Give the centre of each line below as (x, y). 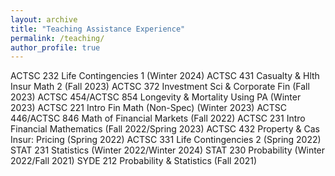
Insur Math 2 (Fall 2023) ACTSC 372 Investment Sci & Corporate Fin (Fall (160, 87)
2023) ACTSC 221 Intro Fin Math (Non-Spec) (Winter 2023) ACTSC (149, 108)
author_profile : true (55, 47)
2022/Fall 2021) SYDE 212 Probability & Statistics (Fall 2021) (134, 161)
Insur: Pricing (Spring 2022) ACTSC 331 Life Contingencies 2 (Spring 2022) (166, 140)
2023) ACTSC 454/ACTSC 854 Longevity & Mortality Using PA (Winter (156, 97)
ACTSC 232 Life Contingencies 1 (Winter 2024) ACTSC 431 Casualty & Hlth (165, 76)
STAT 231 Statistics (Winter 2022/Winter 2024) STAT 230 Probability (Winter (168, 150)
